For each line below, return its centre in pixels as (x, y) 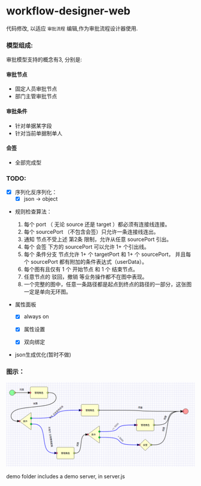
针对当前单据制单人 (39, 133)
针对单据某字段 (33, 126)
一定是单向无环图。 (48, 292)
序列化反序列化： (36, 192)
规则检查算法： (33, 212)
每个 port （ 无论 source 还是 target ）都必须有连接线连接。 (97, 224)
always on (36, 316)
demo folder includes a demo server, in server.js (66, 476)
